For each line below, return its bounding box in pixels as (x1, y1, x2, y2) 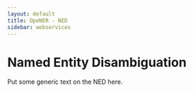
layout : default (7, 10, 55, 18)
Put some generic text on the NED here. (7, 77, 123, 86)
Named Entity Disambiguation (7, 54, 187, 70)
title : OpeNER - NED (7, 17, 69, 24)
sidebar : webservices (7, 23, 71, 31)
